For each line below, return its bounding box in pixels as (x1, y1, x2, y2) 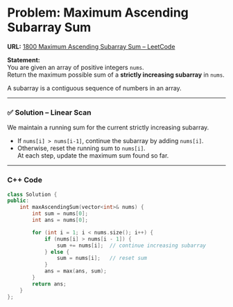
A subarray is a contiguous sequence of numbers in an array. (7, 84, 182, 92)
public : (7, 197, 30, 205)
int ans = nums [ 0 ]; (32, 216, 89, 224)
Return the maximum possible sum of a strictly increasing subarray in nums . (7, 71, 225, 79)
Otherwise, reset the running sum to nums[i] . (17, 144, 146, 153)
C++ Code (7, 175, 43, 185)
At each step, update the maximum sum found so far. (17, 151, 169, 160)
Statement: (7, 55, 40, 64)
